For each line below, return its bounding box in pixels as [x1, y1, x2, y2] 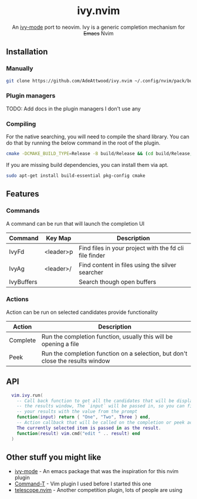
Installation [6, 47, 48, 57]
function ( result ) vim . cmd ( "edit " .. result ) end [16, 430, 141, 436]
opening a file [41, 340, 79, 348]
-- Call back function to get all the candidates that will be [16, 398, 175, 404]
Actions [6, 295, 29, 303]
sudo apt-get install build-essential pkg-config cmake [6, 172, 145, 179]
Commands [6, 207, 40, 215]
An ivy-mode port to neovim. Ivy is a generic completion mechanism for [12, 24, 185, 31]
